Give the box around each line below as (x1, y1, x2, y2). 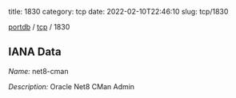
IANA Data (8, 45, 62, 59)
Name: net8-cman (8, 66, 69, 76)
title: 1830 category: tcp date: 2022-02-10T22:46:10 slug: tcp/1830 (8, 7, 229, 16)
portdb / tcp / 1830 (8, 22, 70, 31)
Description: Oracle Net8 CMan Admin (8, 81, 134, 91)
